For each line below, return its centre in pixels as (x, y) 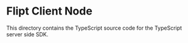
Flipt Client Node (49, 11)
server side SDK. (27, 34)
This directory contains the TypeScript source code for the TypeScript (94, 28)
